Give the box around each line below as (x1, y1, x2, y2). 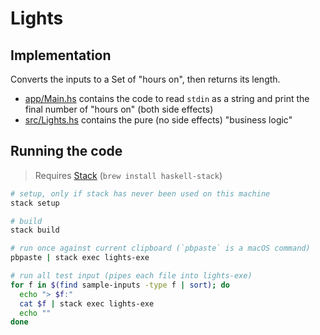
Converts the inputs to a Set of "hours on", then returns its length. (10, 73, 281, 85)
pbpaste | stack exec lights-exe (10, 253, 150, 263)
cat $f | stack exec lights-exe (19, 298, 155, 309)
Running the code (10, 143, 123, 160)
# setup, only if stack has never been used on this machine (10, 188, 271, 199)
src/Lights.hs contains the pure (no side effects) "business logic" (24, 114, 293, 126)
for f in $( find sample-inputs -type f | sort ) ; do (10, 280, 230, 290)
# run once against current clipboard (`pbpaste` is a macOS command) (10, 243, 311, 254)
